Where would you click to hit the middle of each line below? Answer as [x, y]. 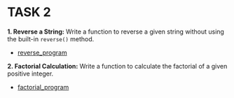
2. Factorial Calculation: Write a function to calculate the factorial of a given [117, 66]
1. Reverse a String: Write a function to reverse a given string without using [116, 31]
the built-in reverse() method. [51, 38]
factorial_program [43, 87]
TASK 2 [29, 12]
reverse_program [42, 52]
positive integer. [30, 73]
